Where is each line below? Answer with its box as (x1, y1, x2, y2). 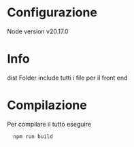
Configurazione (7, 5, 97, 20)
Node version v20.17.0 (7, 27, 69, 35)
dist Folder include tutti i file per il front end (7, 73, 128, 82)
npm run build (13, 133, 53, 140)
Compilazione (7, 97, 87, 113)
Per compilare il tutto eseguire (7, 120, 92, 128)
